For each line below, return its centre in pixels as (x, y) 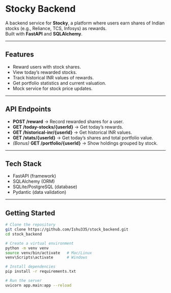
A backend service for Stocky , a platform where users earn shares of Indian (85, 23)
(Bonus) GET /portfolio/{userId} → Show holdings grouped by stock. (85, 143)
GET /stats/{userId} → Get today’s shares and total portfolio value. (83, 137)
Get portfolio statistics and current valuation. (59, 83)
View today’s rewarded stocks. (45, 72)
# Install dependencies (31, 267)
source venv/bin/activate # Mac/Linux (49, 253)
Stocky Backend (40, 9)
